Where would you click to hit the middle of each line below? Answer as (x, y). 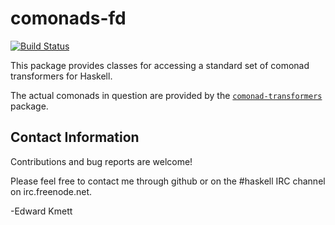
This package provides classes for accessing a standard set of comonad (160, 65)
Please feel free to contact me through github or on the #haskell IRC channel (168, 181)
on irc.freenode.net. (51, 191)
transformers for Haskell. (61, 76)
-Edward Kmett (41, 211)
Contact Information (75, 137)
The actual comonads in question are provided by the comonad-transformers (166, 95)
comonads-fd (68, 18)
